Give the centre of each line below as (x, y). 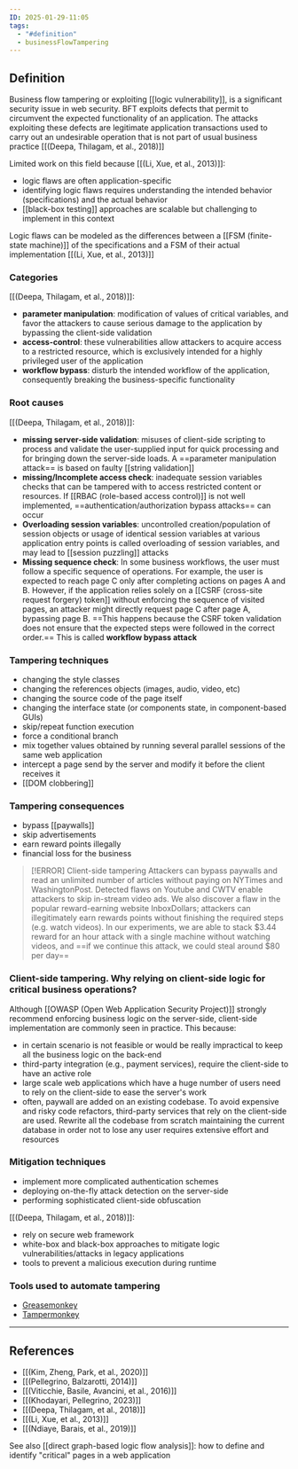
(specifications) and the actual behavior (95, 199)
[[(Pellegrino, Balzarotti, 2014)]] (79, 1381)
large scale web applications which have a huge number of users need (151, 1082)
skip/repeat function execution (78, 726)
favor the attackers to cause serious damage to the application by (142, 324)
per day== (50, 956)
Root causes (37, 402)
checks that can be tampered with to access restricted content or (141, 486)
